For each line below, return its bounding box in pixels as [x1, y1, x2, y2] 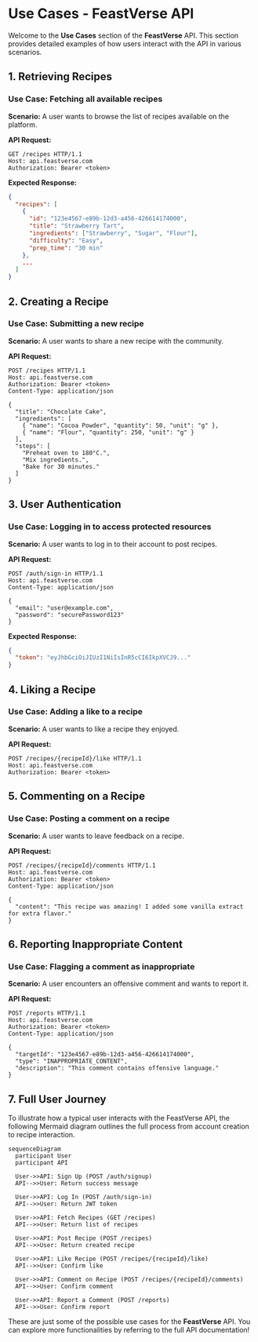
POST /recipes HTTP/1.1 [8, 366, 86, 374]
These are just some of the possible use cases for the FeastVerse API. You [8, 1317, 251, 1326]
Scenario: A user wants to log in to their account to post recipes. [8, 539, 218, 549]
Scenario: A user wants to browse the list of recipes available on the [8, 111, 230, 121]
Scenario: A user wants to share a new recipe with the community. [8, 336, 224, 345]
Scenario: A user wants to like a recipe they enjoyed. [8, 724, 180, 734]
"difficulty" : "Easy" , [28, 236, 104, 244]
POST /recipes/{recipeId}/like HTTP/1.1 [8, 754, 143, 762]
